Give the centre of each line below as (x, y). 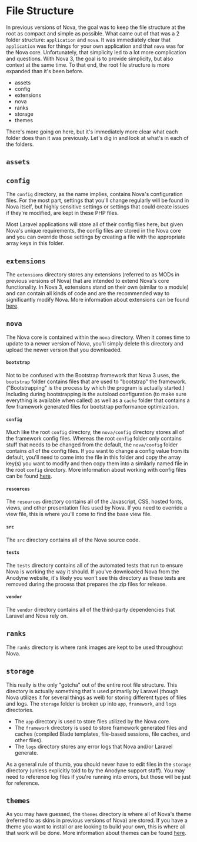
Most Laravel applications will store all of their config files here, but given (95, 224)
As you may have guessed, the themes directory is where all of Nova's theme (99, 814)
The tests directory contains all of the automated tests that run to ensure (95, 565)
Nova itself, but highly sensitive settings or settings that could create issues (98, 207)
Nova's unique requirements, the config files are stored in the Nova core (94, 231)
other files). (29, 740)
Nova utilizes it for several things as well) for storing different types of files (96, 697)
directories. (20, 710)
